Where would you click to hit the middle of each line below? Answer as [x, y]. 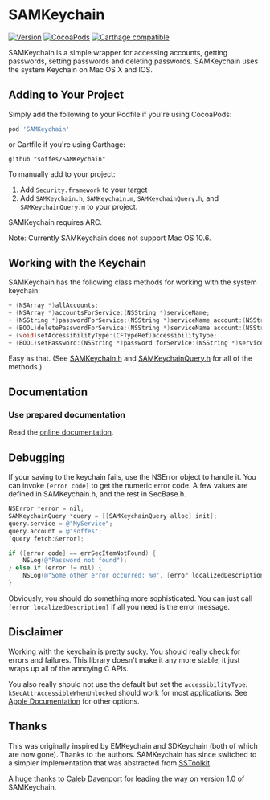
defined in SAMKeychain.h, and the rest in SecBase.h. [97, 494]
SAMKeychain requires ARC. [55, 222]
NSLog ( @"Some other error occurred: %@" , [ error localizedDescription [143, 576]
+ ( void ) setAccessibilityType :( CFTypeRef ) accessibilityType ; [113, 335]
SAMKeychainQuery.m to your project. [79, 206]
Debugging [37, 457]
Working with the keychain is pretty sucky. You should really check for [125, 651]
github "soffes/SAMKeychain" [57, 159]
